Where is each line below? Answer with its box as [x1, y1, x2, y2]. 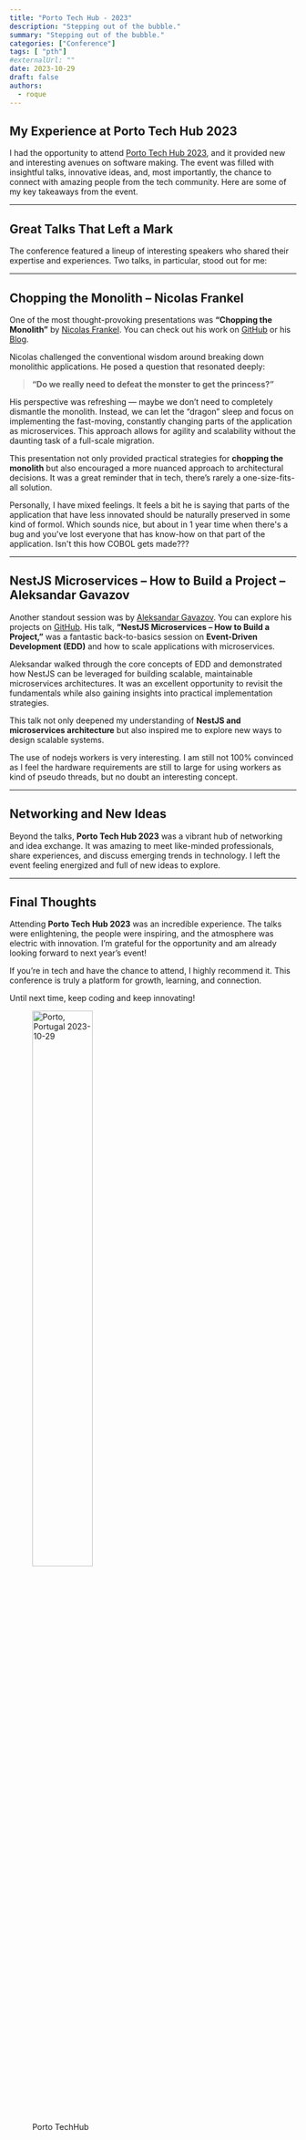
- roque [17, 89, 47, 98]
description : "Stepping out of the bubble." [9, 22, 181, 31]
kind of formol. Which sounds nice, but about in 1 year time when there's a [9, 519, 289, 530]
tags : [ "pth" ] [9, 47, 67, 57]
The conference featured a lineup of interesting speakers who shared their [9, 245, 290, 256]
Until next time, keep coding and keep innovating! [9, 993, 196, 1004]
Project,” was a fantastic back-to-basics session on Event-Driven [9, 631, 258, 642]
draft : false [9, 73, 59, 82]
